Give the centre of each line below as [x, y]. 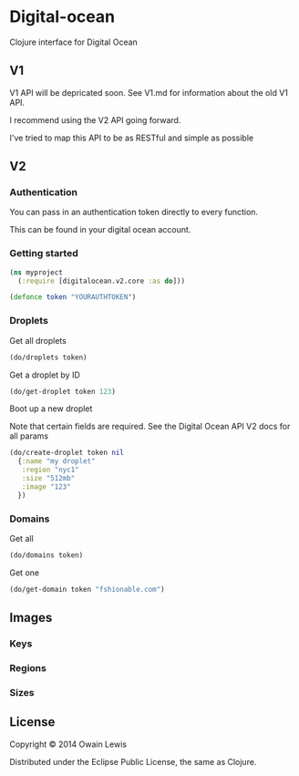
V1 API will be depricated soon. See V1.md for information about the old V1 [149, 92]
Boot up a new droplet [51, 409]
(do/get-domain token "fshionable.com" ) [88, 589]
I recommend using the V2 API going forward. [95, 119]
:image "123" [46, 486]
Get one [24, 573]
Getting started [44, 253]
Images [31, 618]
